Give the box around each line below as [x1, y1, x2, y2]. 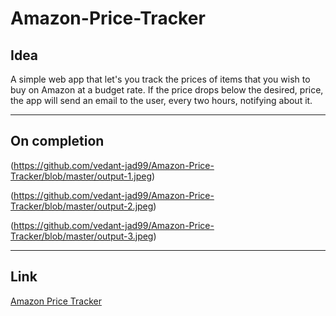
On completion [10, 133, 105, 150]
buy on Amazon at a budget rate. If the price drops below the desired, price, [10, 84, 324, 96]
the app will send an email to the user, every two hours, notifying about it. [10, 95, 313, 106]
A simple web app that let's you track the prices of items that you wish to [10, 73, 311, 85]
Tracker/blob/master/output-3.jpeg [10, 230, 154, 242]
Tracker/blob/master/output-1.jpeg [10, 170, 152, 182]
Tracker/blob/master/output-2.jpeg [10, 200, 154, 212]
